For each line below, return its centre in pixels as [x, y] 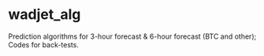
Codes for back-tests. [43, 44]
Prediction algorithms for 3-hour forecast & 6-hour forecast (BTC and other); [132, 36]
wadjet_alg [45, 15]
